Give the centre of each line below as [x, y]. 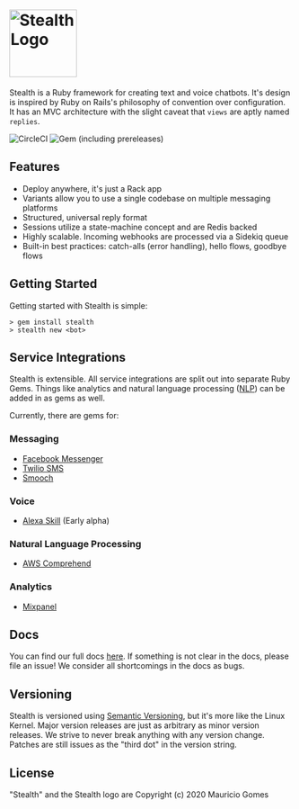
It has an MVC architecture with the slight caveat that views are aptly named [149, 112]
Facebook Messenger [62, 458]
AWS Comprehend [57, 563]
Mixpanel [39, 607]
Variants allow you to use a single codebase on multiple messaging [146, 198]
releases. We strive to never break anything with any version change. [137, 735]
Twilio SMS [43, 468]
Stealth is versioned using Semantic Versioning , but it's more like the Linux [147, 716]
